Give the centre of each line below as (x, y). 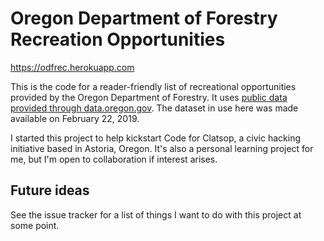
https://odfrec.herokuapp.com (72, 67)
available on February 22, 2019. (75, 118)
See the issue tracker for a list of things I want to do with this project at (156, 214)
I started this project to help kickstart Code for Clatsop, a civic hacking (155, 138)
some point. (35, 225)
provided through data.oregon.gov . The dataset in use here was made (154, 108)
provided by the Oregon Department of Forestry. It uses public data (149, 97)
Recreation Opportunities (118, 39)
